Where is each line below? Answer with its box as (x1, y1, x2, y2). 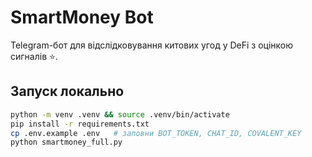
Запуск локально (10, 83, 125, 100)
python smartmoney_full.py (10, 137, 123, 148)
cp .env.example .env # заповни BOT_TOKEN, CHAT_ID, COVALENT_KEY (10, 128, 302, 138)
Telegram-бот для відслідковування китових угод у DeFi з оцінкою (10, 39, 294, 51)
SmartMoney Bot (10, 6, 154, 29)
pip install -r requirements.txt (10, 119, 150, 129)
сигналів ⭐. (10, 50, 58, 62)
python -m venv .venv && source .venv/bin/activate (10, 109, 230, 120)
